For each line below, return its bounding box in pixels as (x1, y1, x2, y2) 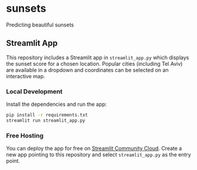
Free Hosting (6, 131, 44, 139)
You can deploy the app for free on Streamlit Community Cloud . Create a (6, 145, 182, 152)
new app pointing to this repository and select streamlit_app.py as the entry (6, 151, 191, 158)
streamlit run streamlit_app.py (6, 117, 85, 124)
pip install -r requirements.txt (6, 112, 88, 118)
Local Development (6, 87, 63, 95)
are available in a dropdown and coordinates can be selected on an (6, 66, 169, 74)
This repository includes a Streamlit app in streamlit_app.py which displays (6, 54, 189, 61)
